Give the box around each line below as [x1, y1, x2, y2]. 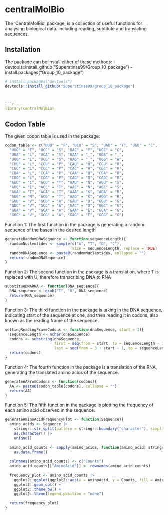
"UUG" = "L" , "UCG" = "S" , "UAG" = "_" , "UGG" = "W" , [9, 157, 124, 162]
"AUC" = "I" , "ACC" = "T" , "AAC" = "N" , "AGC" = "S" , [9, 184, 124, 190]
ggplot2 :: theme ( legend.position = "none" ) [14, 491, 104, 496]
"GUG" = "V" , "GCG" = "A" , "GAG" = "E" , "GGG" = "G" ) [9, 213, 124, 218]
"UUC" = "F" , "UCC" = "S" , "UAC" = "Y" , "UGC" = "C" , [9, 147, 124, 152]
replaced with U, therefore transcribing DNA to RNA [5, 274, 111, 280]
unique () [14, 435, 32, 441]
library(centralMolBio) [5, 106, 55, 111]
